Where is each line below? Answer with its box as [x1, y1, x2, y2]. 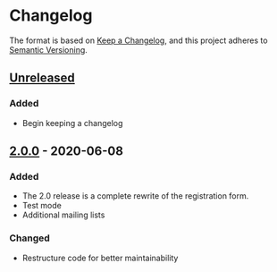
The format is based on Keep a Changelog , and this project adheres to [9, 35, 268, 46]
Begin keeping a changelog [21, 117, 123, 128]
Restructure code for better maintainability [21, 252, 179, 263]
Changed [9, 232, 51, 244]
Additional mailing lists [21, 209, 105, 220]
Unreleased [9, 71, 76, 86]
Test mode [21, 200, 63, 211]
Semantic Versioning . [9, 44, 88, 55]
